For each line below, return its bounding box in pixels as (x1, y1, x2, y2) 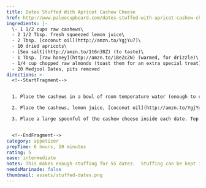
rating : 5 (6, 149, 32, 156)
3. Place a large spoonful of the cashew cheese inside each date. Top (12, 116, 199, 122)
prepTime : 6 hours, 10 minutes (6, 143, 86, 150)
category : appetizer (6, 138, 59, 144)
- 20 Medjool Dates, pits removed (12, 66, 100, 72)
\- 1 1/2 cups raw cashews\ (12, 26, 84, 32)
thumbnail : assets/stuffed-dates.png (6, 172, 103, 178)
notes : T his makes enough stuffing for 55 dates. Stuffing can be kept (6, 160, 196, 167)
